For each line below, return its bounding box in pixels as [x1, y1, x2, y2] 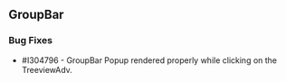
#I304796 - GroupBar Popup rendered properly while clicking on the [21, 54, 278, 66]
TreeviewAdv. [21, 64, 73, 75]
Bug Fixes [8, 34, 53, 47]
